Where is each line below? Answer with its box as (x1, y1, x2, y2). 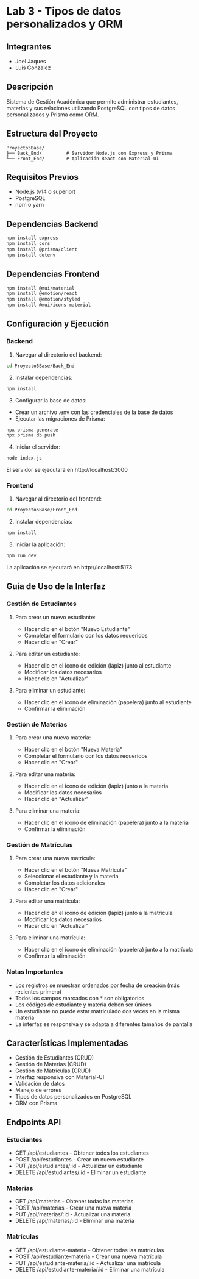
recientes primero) (15, 988, 62, 995)
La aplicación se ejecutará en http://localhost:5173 (6, 564, 133, 571)
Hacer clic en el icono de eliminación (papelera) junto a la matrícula (24, 946, 194, 953)
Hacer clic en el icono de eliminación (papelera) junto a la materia (24, 819, 189, 827)
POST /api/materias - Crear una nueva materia (15, 1204, 132, 1211)
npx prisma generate (6, 427, 59, 433)
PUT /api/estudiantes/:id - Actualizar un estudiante (15, 1163, 143, 1170)
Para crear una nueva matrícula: (15, 855, 96, 862)
